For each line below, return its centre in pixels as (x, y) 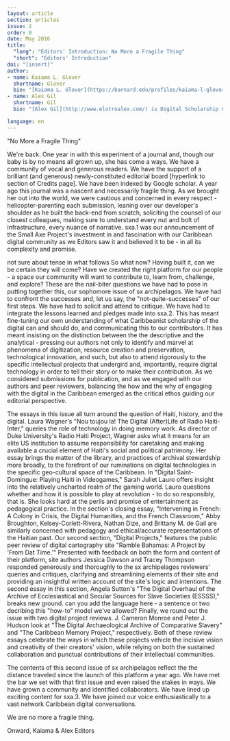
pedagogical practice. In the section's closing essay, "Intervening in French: (114, 509)
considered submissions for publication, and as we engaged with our (104, 378)
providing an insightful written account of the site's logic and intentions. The (114, 581)
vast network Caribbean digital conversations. (72, 704)
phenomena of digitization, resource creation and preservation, (96, 350)
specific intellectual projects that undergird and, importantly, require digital (112, 364)
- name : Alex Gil (32, 97)
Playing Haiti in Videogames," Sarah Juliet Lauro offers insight (127, 479)
